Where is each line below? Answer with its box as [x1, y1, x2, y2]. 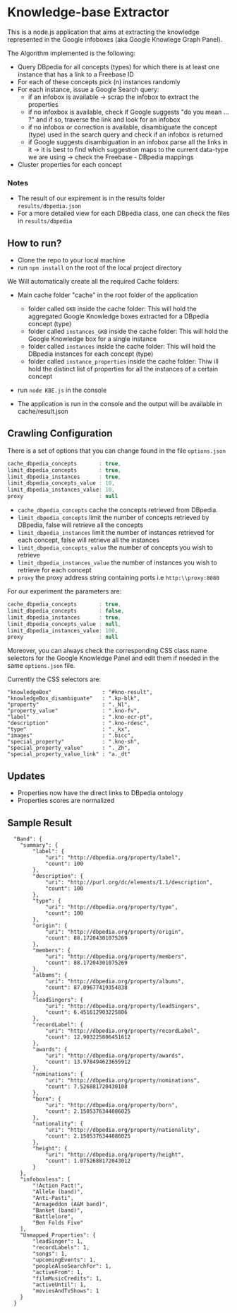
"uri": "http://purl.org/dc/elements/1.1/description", [44, 879, 213, 886]
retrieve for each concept [17, 566, 92, 574]
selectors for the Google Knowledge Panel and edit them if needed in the [7, 654, 219, 662]
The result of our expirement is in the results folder [17, 194, 166, 202]
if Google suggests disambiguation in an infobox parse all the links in [28, 137, 228, 146]
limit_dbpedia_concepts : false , [7, 607, 125, 614]
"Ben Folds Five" [32, 1219, 83, 1226]
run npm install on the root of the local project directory [17, 263, 182, 272]
